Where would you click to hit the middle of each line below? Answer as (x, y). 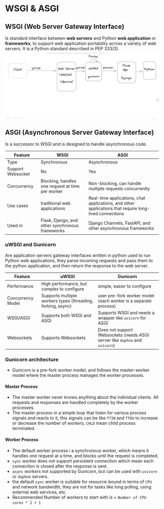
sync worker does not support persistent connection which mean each (83, 461)
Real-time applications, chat (117, 198)
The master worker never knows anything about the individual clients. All (85, 397)
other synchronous (60, 225)
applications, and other (112, 203)
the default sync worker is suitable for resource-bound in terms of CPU (82, 482)
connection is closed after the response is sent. (60, 466)
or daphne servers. (30, 476)
